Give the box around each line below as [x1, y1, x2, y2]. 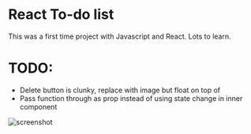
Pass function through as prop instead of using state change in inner [19, 93, 243, 103]
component [19, 102, 58, 111]
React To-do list [8, 6, 114, 24]
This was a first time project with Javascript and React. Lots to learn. [8, 32, 231, 41]
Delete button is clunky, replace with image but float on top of [19, 85, 221, 95]
